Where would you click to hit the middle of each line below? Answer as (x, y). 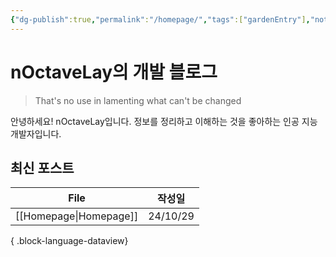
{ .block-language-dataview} (69, 241)
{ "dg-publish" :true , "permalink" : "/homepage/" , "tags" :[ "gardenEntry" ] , (160, 19)
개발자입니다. (36, 133)
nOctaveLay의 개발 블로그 (114, 72)
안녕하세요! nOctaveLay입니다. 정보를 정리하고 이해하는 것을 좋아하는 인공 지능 (164, 121)
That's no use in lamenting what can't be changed (138, 100)
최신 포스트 (42, 167)
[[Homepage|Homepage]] (77, 216)
